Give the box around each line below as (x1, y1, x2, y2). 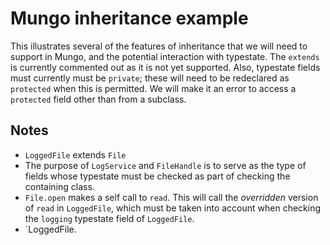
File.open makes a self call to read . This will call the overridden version (24, 191, 319, 203)
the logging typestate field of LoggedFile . (24, 212, 195, 224)
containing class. (24, 180, 95, 192)
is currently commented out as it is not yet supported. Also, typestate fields (10, 61, 321, 73)
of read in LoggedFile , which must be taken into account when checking (24, 202, 322, 214)
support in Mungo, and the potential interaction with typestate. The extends (10, 50, 320, 62)
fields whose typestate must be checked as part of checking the (24, 170, 291, 182)
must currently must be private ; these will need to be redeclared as (10, 72, 290, 84)
